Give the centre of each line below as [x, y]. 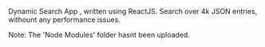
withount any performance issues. [65, 20]
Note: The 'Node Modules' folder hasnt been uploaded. [99, 35]
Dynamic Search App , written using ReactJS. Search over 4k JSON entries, [133, 11]
